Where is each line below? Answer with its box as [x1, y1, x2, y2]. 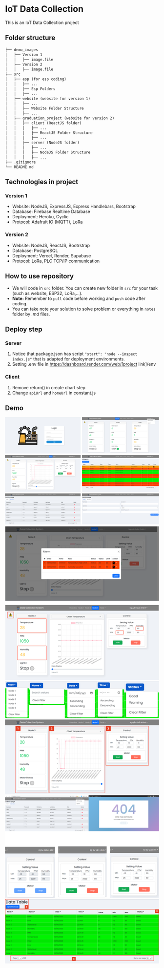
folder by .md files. [12, 311, 50, 317]
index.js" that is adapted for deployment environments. [12, 356, 125, 362]
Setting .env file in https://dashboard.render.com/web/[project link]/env [12, 361, 156, 367]
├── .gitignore [5, 160, 36, 165]
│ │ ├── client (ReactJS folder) [5, 121, 82, 126]
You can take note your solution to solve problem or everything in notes [12, 306, 156, 312]
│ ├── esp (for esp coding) [5, 77, 67, 82]
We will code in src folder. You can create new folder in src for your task [12, 285, 158, 291]
